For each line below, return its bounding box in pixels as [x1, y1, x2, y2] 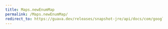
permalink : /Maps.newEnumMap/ [5, 12, 68, 17]
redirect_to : [5, 16, 32, 21]
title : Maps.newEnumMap [5, 7, 55, 12]
